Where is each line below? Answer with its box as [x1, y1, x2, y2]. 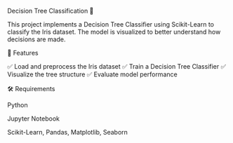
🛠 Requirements [7, 85, 55, 93]
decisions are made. [7, 35, 66, 43]
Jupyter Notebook [7, 114, 60, 123]
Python [7, 101, 28, 109]
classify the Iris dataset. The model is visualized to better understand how [7, 28, 221, 36]
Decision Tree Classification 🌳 [7, 7, 94, 15]
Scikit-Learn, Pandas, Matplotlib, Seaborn [7, 128, 128, 136]
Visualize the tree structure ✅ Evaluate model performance [7, 70, 178, 79]
